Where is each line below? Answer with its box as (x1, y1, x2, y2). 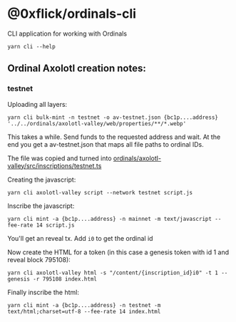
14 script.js (36, 222, 75, 229)
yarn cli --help (7, 43, 56, 50)
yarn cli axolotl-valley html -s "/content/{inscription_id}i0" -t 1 (7, 269, 219, 276)
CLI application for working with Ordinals (7, 29, 127, 38)
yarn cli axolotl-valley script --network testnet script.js (7, 189, 193, 196)
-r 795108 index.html (33, 275, 98, 283)
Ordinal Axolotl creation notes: (7, 63, 146, 75)
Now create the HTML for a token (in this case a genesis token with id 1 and (7, 248, 230, 256)
